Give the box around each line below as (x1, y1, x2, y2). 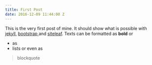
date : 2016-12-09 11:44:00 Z (5, 12, 65, 17)
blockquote (17, 55, 40, 61)
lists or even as (12, 45, 43, 51)
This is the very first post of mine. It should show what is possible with (5, 25, 147, 31)
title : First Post (5, 7, 43, 12)
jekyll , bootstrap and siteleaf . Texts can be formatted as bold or (5, 31, 133, 36)
